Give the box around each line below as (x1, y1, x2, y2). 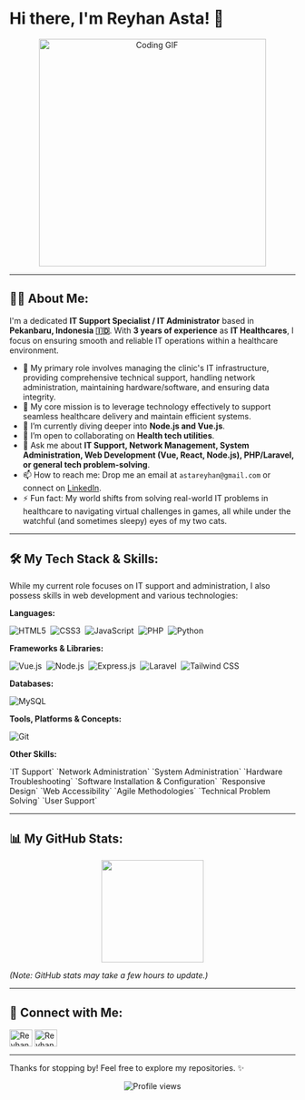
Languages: (9, 607, 56, 618)
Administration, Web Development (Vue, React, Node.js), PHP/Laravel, (22, 449, 295, 460)
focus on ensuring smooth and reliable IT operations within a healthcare (9, 335, 279, 346)
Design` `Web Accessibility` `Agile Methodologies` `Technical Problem (9, 785, 271, 796)
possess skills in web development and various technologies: (9, 590, 239, 600)
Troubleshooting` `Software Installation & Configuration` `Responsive (9, 775, 266, 786)
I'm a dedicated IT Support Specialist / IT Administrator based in (9, 315, 254, 326)
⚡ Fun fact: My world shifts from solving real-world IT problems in (22, 492, 269, 503)
